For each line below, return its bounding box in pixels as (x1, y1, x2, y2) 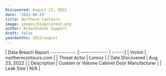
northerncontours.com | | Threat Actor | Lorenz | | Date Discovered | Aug (5, 54, 158, 60)
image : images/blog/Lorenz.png (5, 21, 72, 27)
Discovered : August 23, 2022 (5, 7, 67, 13)
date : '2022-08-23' (5, 12, 47, 17)
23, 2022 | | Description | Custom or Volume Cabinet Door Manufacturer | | (5, 60, 162, 66)
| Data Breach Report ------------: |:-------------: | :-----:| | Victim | (5, 49, 146, 55)
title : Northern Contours (5, 17, 60, 22)
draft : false (5, 31, 33, 36)
